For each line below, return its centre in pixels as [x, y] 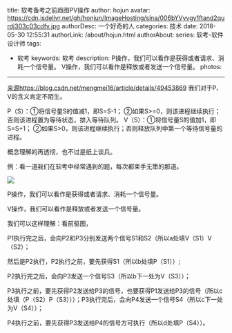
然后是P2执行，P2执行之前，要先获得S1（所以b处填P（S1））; [94, 261]
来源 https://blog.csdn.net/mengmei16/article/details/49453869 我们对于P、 [115, 88]
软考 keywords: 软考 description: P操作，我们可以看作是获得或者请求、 [118, 58]
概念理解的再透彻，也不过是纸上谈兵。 [61, 152]
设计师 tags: [24, 43]
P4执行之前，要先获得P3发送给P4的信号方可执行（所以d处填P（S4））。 [108, 323]
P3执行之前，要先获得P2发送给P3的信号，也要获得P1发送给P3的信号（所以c [115, 291]
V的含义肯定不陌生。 [37, 96]
